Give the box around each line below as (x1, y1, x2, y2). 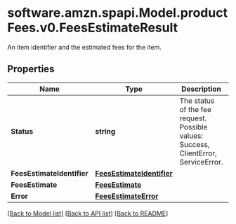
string (95, 126, 116, 136)
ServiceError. (179, 157, 223, 167)
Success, (179, 139, 210, 149)
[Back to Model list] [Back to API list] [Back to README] (7, 209, 169, 218)
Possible (179, 122, 208, 132)
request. (179, 113, 207, 123)
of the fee (179, 104, 212, 114)
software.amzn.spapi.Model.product (7, 5, 228, 21)
